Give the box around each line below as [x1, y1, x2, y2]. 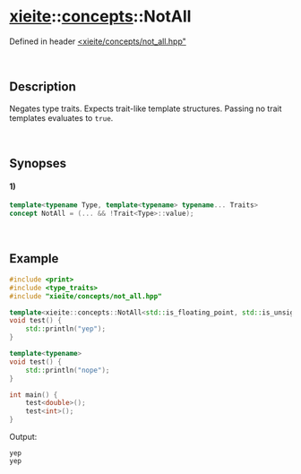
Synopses [9, 156, 67, 171]
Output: [9, 432, 38, 443]
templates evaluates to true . [9, 112, 114, 123]
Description [9, 79, 76, 95]
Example [9, 251, 59, 266]
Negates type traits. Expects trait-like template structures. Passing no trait [9, 103, 282, 114]
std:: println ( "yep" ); [25, 324, 106, 333]
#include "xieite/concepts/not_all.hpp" [9, 291, 163, 301]
